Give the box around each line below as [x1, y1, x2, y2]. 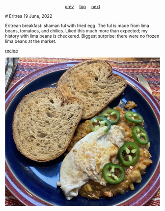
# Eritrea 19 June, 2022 [5, 13, 53, 19]
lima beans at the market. [5, 38, 56, 44]
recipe [5, 48, 18, 53]
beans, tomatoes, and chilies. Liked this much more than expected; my [5, 28, 148, 33]
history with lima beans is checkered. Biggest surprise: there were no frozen [5, 33, 160, 39]
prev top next [64, 4, 101, 9]
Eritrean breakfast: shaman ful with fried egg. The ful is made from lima [5, 23, 150, 28]
